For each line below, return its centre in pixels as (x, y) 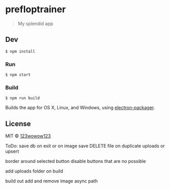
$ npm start (18, 75)
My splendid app (35, 23)
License (18, 124)
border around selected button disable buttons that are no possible (76, 161)
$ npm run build (22, 98)
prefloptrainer (36, 9)
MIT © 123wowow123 (28, 136)
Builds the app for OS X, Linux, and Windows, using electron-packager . (80, 108)
